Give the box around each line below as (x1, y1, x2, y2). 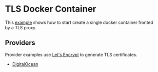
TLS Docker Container (5, 3, 97, 15)
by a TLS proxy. (5, 24, 37, 30)
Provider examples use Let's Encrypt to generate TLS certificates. (5, 52, 138, 57)
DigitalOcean (12, 61, 39, 67)
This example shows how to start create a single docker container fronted (5, 19, 154, 25)
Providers (5, 39, 36, 47)
